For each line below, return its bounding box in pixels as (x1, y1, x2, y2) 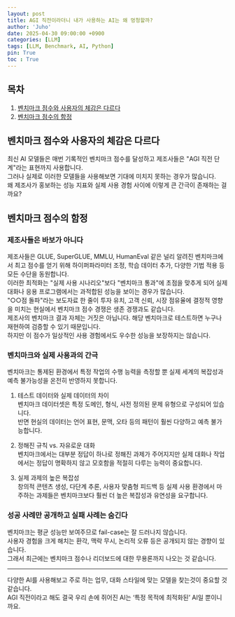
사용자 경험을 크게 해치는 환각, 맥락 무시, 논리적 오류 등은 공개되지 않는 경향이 (7, 536, 218, 545)
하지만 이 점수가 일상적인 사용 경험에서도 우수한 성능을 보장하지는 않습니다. (7, 331, 211, 340)
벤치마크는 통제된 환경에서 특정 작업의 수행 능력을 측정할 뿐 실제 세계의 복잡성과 (7, 367, 224, 376)
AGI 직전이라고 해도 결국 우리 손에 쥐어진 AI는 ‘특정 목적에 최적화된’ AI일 (7, 593, 204, 602)
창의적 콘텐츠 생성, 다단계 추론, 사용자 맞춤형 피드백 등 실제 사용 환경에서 (17, 482, 215, 491)
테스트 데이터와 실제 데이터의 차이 (17, 391, 110, 400)
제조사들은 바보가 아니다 (7, 235, 84, 245)
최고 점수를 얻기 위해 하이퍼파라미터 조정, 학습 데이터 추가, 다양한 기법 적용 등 (14, 261, 225, 270)
